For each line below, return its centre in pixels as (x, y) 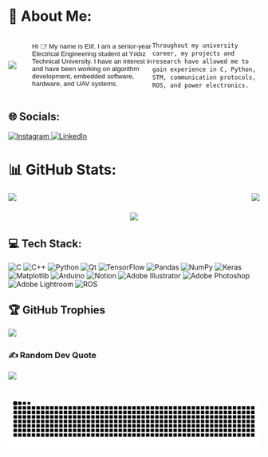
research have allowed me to (201, 61)
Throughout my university (195, 45)
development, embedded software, (83, 76)
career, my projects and (193, 53)
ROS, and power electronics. (201, 85)
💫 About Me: (50, 16)
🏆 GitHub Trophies (57, 310)
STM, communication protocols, (204, 77)
